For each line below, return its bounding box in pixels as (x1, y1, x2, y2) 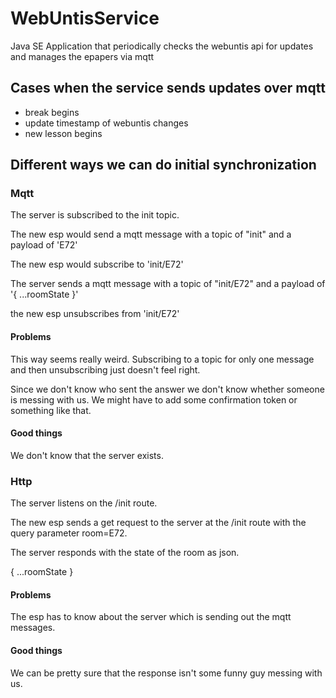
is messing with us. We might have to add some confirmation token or (10, 393, 298, 406)
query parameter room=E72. (10, 527, 128, 539)
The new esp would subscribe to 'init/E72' (10, 258, 184, 271)
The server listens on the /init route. (10, 497, 158, 509)
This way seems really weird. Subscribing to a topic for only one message (10, 353, 315, 365)
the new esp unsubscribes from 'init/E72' (10, 308, 180, 320)
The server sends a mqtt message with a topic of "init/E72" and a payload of (10, 278, 326, 290)
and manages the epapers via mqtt (10, 50, 155, 62)
